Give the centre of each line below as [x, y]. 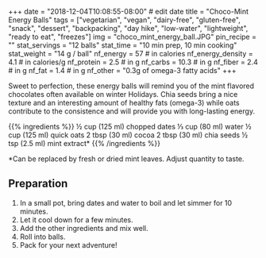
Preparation [38, 184]
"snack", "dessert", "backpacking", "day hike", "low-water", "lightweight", [128, 28]
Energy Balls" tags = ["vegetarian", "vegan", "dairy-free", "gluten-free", [124, 20]
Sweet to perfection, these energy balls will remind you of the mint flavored [131, 86]
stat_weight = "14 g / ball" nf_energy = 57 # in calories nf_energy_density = [131, 54]
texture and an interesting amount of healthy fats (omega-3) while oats [124, 103]
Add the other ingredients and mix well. [84, 228]
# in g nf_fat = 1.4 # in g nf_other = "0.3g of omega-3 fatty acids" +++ [122, 70]
